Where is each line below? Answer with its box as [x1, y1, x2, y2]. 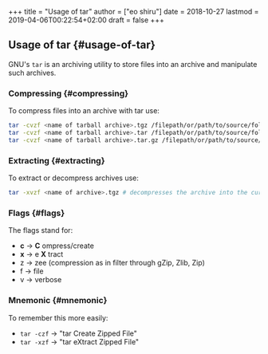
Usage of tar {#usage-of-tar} [8, 38, 156, 52]
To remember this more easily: [8, 313, 108, 322]
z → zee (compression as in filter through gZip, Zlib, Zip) [19, 258, 206, 268]
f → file [19, 266, 44, 276]
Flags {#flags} [8, 207, 65, 218]
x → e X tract [19, 250, 64, 259]
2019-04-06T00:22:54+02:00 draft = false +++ [8, 15, 165, 25]
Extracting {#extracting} [8, 155, 105, 166]
